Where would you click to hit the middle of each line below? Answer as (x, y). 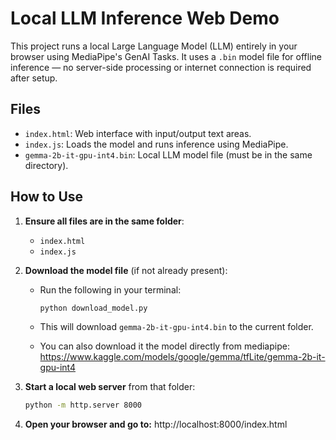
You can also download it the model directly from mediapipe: (164, 346)
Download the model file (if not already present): (126, 270)
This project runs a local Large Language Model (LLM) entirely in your (154, 46)
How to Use (47, 197)
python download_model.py (93, 308)
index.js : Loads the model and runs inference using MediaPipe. (156, 144)
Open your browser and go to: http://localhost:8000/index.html (156, 424)
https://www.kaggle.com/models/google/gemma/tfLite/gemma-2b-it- (182, 357)
